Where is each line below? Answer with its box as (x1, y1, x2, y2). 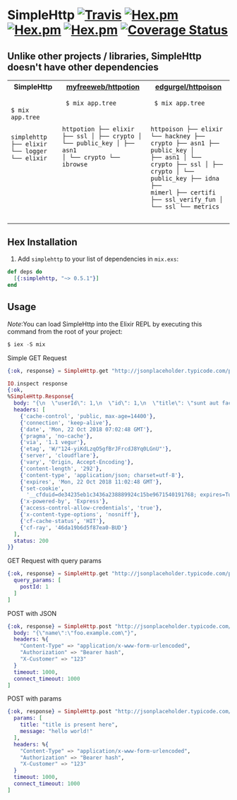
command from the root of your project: (7, 327, 123, 336)
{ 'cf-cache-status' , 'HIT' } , (20, 517, 106, 524)
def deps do (7, 269, 42, 276)
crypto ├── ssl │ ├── (150, 160, 224, 168)
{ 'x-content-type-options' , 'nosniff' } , (20, 511, 140, 518)
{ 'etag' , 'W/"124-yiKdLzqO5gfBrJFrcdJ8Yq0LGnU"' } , (20, 445, 172, 453)
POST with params (7, 694, 62, 703)
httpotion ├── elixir (62, 125, 135, 133)
